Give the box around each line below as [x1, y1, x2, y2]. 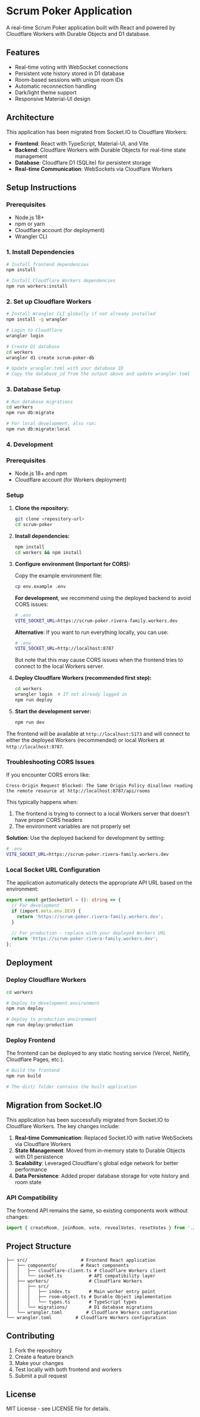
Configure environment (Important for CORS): [14, 560, 131, 568]
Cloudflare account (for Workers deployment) [14, 476, 127, 483]
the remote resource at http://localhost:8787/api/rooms [6, 788, 151, 794]
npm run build [6, 1073, 42, 1079]
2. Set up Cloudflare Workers [6, 297, 92, 306]
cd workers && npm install [14, 550, 82, 556]
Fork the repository [14, 1347, 62, 1354]
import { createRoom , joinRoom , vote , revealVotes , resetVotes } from [6, 1225, 185, 1231]
